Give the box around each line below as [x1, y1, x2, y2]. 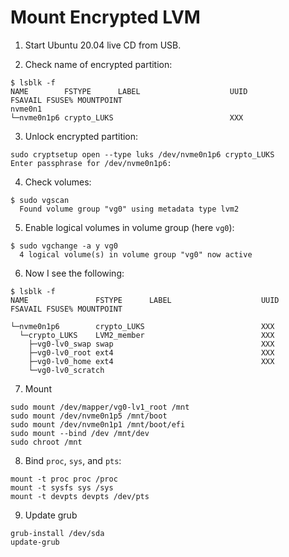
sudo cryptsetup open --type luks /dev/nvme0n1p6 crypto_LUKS [10, 149, 275, 160]
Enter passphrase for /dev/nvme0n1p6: [10, 158, 172, 168]
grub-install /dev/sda [10, 528, 105, 538]
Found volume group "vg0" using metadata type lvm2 [19, 204, 240, 214]
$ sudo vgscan [10, 195, 70, 205]
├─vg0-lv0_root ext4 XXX [28, 347, 275, 358]
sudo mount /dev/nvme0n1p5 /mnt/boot [10, 411, 168, 421]
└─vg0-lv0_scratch [28, 365, 105, 375]
